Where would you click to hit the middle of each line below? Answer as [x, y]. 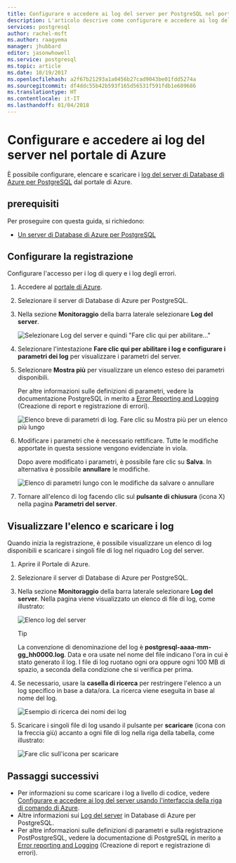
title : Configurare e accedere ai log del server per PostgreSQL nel [111, 14]
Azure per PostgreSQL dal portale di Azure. [70, 182]
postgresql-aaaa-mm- [178, 647]
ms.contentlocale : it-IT [44, 99]
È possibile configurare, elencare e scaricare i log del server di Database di [116, 174]
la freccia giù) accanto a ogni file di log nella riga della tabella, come [116, 733]
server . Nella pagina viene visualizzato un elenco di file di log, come [116, 599]
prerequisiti [33, 204]
